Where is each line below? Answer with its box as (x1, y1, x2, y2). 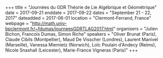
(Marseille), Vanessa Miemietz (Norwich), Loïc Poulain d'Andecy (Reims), (5, 42, 156, 47)
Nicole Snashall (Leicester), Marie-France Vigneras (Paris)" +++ (5, 47, 138, 53)
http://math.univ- (32, 20, 67, 26)
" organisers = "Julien (113, 26, 158, 32)
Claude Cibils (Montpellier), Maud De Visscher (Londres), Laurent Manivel (5, 36, 158, 42)
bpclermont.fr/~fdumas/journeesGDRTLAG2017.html (5, 26, 114, 32)
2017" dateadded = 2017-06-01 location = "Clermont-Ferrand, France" (5, 15, 151, 21)
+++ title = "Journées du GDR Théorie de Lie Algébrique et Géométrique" (5, 5, 157, 10)
